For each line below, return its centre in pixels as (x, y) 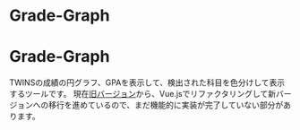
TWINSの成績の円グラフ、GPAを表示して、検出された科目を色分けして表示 (147, 82)
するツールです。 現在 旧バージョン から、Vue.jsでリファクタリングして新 (142, 94)
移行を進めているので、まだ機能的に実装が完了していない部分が (166, 105)
